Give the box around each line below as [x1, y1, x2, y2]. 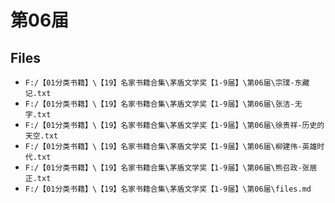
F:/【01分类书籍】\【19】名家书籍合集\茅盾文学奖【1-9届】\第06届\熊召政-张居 [24, 163, 318, 173]
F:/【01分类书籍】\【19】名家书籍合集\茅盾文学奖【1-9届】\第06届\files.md [24, 184, 312, 194]
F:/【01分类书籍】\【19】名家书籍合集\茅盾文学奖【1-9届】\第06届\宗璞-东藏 [24, 78, 310, 88]
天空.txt [24, 131, 59, 141]
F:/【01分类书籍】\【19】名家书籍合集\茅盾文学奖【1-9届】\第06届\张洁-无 [24, 99, 303, 109]
